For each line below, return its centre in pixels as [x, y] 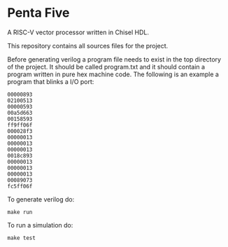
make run [20, 212]
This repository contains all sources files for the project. [88, 45]
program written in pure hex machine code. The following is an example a [113, 74]
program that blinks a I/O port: [51, 81]
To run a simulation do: [40, 225]
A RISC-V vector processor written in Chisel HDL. [78, 32]
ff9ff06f [20, 125]
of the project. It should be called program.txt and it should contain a [106, 66]
